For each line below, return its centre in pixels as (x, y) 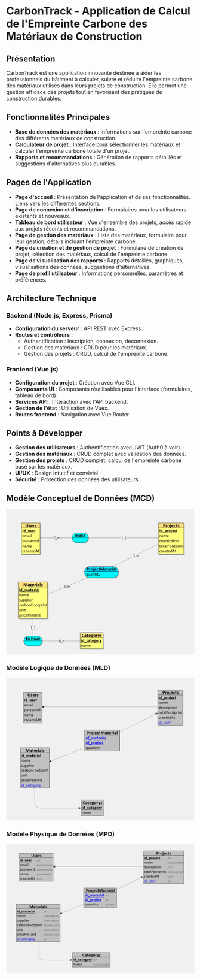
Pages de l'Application (49, 182)
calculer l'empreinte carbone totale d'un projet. (73, 150)
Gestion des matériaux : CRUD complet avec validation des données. (101, 454)
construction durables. (34, 98)
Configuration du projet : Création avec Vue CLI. (75, 382)
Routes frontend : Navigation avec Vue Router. (73, 414)
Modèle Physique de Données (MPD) (61, 834)
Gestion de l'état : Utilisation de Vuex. (62, 408)
